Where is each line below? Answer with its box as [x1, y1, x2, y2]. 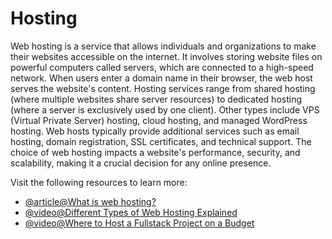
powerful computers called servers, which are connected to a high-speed [10, 61, 314, 73]
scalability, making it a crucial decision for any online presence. [10, 157, 272, 169]
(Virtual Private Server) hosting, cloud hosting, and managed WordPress [10, 114, 308, 126]
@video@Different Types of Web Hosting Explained [24, 206, 238, 218]
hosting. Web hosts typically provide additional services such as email [10, 125, 300, 137]
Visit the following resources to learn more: [10, 176, 188, 188]
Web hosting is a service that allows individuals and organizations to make [10, 40, 317, 52]
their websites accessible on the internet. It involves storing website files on [10, 50, 323, 62]
